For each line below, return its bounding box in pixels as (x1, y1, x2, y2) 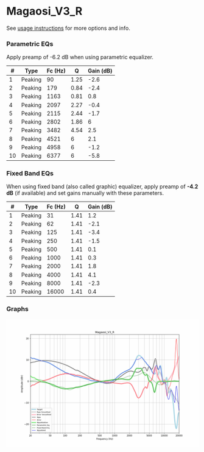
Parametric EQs (6, 40, 54, 48)
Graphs (6, 305, 29, 313)
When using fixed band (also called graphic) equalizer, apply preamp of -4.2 (6, 183, 199, 190)
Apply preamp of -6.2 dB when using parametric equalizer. (6, 54, 154, 61)
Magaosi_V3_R (6, 4, 83, 18)
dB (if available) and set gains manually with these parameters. (6, 189, 164, 197)
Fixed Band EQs (6, 169, 54, 177)
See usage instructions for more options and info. (6, 24, 131, 32)
